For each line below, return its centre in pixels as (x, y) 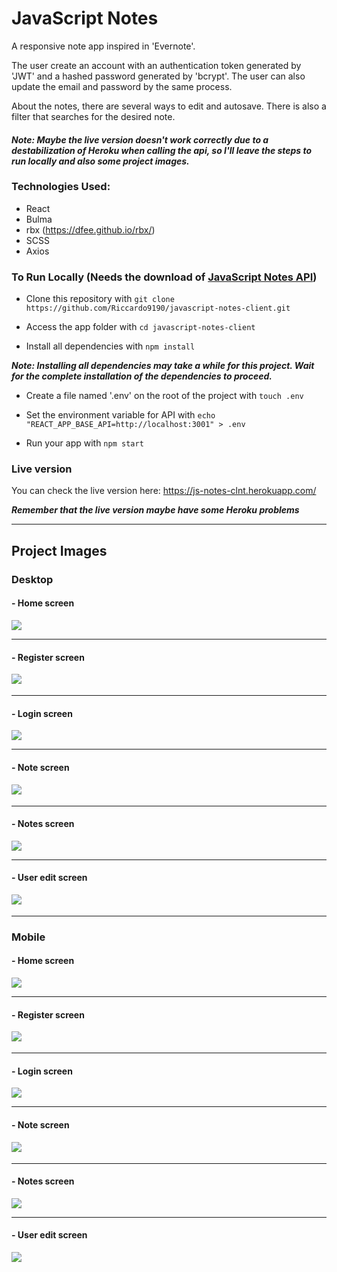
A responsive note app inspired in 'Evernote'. (103, 46)
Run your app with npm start (84, 443)
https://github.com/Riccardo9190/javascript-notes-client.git (158, 308)
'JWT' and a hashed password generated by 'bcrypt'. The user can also (158, 76)
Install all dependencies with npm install (110, 346)
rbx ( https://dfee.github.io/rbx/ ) (90, 229)
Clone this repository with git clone (100, 299)
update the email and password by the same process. (122, 86)
